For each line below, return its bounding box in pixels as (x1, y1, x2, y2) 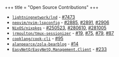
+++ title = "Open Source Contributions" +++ (5, 5, 99, 10)
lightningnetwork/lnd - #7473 (12, 14, 75, 20)
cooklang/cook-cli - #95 (12, 35, 64, 41)
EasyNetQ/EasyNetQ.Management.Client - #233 (12, 46, 107, 52)
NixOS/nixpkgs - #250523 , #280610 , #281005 (12, 25, 107, 31)
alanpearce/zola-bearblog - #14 (12, 41, 79, 47)
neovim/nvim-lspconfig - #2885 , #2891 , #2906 (12, 20, 109, 25)
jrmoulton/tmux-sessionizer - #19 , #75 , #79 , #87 (12, 30, 114, 36)
